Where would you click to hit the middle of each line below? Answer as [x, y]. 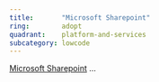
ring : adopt [46, 26]
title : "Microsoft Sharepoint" [80, 18]
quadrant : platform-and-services [78, 34]
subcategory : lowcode [50, 43]
